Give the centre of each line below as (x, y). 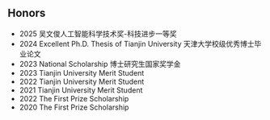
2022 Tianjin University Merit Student (82, 81)
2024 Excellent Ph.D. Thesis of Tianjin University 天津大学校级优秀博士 (137, 43)
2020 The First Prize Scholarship (74, 107)
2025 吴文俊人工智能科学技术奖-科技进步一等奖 (98, 33)
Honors (27, 13)
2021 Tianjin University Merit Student (81, 90)
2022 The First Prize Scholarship (74, 98)
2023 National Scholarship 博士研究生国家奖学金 (100, 64)
